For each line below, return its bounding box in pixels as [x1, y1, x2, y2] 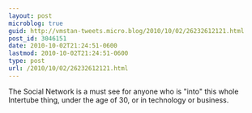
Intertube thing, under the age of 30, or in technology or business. [8, 94, 229, 105]
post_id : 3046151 [8, 34, 67, 43]
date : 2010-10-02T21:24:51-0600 [8, 42, 117, 50]
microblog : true [8, 19, 63, 27]
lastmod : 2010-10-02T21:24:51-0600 [8, 49, 129, 57]
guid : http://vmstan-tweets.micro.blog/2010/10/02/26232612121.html [8, 27, 245, 35]
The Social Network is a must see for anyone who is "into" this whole [8, 86, 239, 96]
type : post [8, 57, 45, 65]
